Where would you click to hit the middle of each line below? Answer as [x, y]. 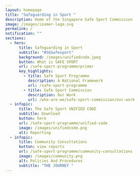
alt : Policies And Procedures [50, 161]
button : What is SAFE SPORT [48, 62]
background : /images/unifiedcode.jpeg [60, 57]
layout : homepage [24, 10]
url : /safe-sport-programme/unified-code [63, 123]
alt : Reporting [35, 132]
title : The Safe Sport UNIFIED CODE [57, 109]
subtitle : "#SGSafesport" [46, 52]
